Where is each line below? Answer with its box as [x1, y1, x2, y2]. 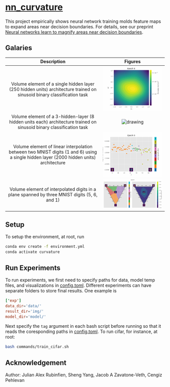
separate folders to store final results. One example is [5, 287, 117, 293]
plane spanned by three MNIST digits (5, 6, [8, 191, 98, 197]
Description [40, 59, 66, 65]
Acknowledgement [5, 358, 67, 367]
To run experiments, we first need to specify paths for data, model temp [5, 277, 155, 283]
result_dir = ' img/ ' [5, 309, 44, 314]
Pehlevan [5, 377, 25, 383]
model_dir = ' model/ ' [5, 314, 47, 319]
